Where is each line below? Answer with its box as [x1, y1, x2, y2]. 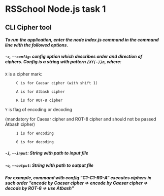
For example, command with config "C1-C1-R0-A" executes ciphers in [5, 175, 152, 181]
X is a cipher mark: [5, 71, 43, 77]
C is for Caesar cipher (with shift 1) [16, 80, 98, 86]
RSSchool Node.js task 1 [5, 3, 106, 15]
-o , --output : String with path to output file [5, 162, 94, 168]
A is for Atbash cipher [16, 89, 65, 94]
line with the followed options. [5, 42, 68, 48]
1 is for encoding [16, 131, 54, 136]
